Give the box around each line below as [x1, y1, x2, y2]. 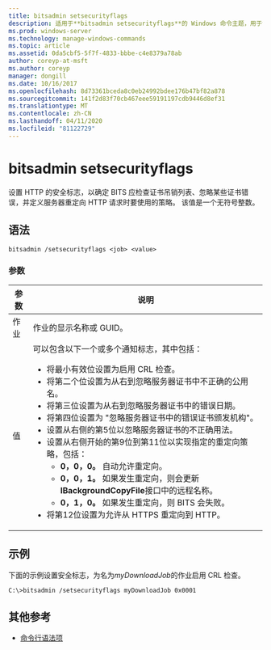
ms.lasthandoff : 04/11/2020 [8, 117, 103, 125]
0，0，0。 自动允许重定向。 [60, 460, 168, 471]
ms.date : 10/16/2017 [8, 79, 78, 87]
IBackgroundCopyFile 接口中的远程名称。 [60, 484, 218, 496]
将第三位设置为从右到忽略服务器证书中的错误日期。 [46, 399, 240, 411]
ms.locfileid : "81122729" [8, 125, 95, 133]
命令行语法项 [19, 633, 63, 643]
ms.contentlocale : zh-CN [8, 110, 92, 118]
